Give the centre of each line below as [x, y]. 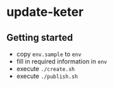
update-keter [45, 12]
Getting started [40, 38]
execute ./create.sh [45, 69]
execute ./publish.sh [47, 76]
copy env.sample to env [49, 54]
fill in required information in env [61, 61]
